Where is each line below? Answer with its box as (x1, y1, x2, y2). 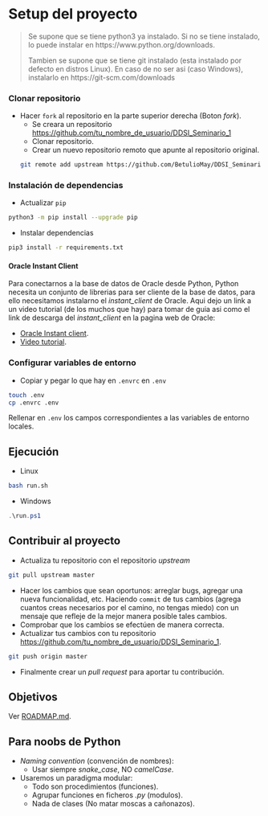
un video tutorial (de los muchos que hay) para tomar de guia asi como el (8, 305, 250, 314)
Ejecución (8, 445, 59, 458)
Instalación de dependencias (8, 180, 124, 191)
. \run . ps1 (8, 512, 42, 520)
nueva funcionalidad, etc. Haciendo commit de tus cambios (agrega (19, 594, 242, 604)
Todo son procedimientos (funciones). (31, 781, 159, 792)
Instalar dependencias (19, 228, 94, 238)
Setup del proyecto (8, 5, 138, 23)
